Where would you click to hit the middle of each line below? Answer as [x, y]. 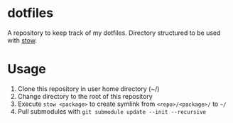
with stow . [22, 40]
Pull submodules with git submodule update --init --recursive [112, 111]
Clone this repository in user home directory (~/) [88, 89]
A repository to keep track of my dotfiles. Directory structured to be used [114, 33]
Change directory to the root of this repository [85, 96]
